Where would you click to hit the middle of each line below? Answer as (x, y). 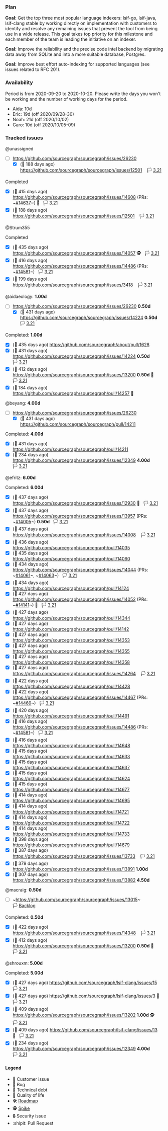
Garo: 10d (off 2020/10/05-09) (44, 125)
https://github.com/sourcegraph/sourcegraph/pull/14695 (71, 800)
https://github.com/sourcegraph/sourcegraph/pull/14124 (71, 588)
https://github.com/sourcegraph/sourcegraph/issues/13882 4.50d (81, 880)
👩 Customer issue (31, 1079)
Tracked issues (24, 138)
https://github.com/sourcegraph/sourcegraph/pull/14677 (71, 790)
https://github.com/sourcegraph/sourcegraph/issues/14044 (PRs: (80, 570)
